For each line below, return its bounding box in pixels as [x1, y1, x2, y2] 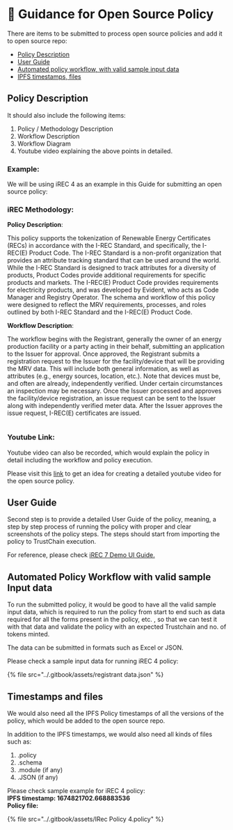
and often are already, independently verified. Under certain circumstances [7, 379, 223, 388]
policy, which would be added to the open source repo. [7, 717, 166, 725]
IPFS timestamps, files [17, 72, 81, 81]
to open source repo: [7, 36, 67, 45]
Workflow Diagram [17, 139, 71, 148]
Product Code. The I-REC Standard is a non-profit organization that [29, 249, 222, 257]
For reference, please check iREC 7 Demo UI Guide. [7, 551, 155, 559]
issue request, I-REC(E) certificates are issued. [7, 409, 141, 417]
